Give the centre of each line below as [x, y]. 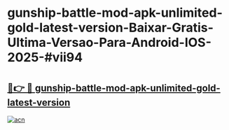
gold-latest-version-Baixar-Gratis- [110, 28]
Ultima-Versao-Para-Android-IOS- [110, 43]
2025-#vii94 [45, 58]
